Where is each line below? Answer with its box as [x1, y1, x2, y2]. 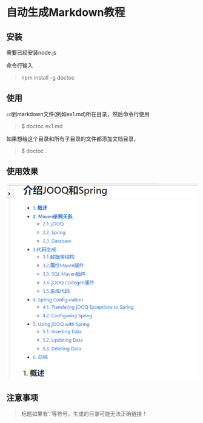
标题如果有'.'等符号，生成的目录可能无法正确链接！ [21, 410, 147, 417]
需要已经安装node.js [6, 49, 57, 56]
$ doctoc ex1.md [21, 122, 63, 129]
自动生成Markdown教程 [6, 5, 125, 19]
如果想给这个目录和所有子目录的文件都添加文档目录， [6, 135, 139, 142]
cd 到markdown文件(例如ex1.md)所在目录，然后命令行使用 [6, 110, 150, 117]
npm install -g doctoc [21, 74, 75, 81]
